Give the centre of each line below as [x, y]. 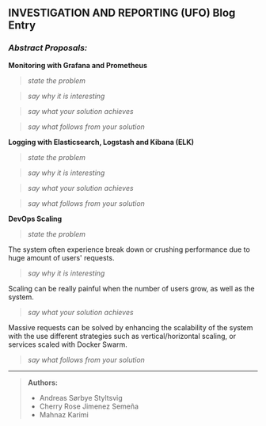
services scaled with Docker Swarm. [68, 344]
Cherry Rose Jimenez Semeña [89, 406]
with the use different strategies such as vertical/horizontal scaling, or [122, 336]
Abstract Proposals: [48, 48]
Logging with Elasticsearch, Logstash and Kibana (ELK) [101, 142]
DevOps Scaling [35, 219]
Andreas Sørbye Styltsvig [81, 397]
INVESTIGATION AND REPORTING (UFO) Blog [122, 13]
